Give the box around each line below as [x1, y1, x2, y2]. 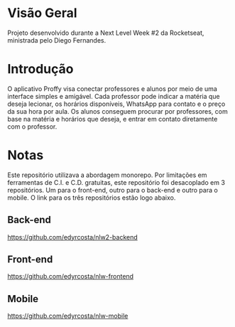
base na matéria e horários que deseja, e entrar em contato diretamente [7, 114, 218, 123]
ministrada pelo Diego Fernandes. [7, 36, 106, 44]
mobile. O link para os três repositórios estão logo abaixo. [7, 193, 176, 202]
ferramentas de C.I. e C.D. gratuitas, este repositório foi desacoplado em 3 [7, 178, 226, 186]
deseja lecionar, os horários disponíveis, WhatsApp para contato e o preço [7, 100, 226, 108]
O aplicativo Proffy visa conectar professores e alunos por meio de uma [7, 84, 218, 93]
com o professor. [7, 122, 58, 131]
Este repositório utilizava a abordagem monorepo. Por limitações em [7, 171, 207, 179]
